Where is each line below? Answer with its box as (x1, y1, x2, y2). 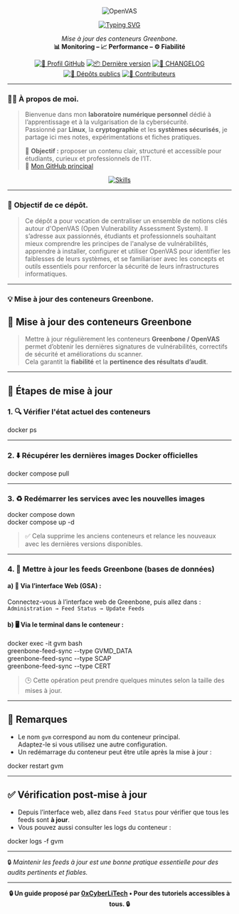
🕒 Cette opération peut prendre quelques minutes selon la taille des (24, 676, 225, 684)
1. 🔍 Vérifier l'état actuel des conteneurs (7, 406, 151, 416)
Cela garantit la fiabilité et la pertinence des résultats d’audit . (24, 357, 208, 366)
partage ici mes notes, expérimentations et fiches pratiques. (24, 133, 201, 142)
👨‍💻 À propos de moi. (7, 93, 80, 103)
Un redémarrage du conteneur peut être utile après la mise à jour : (17, 747, 212, 756)
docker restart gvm (7, 761, 64, 770)
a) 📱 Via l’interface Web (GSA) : (7, 582, 102, 590)
